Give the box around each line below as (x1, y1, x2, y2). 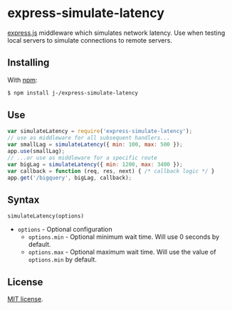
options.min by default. (28, 255, 97, 264)
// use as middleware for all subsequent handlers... (7, 134, 171, 141)
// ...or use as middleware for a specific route (7, 154, 158, 161)
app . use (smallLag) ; (7, 148, 65, 155)
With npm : (7, 75, 38, 84)
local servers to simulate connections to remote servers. (7, 36, 173, 44)
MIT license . (7, 295, 44, 304)
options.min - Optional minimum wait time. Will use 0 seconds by (28, 232, 220, 241)
